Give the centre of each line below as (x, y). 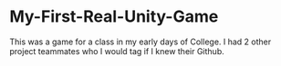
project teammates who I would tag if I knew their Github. (117, 51)
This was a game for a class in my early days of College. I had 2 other (140, 42)
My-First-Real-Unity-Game (114, 17)
